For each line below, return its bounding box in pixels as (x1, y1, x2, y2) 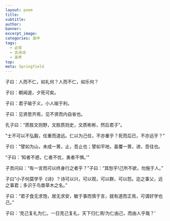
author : (5, 21, 22, 27)
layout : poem (5, 7, 33, 13)
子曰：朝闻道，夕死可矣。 (5, 89, 59, 96)
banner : (5, 26, 22, 31)
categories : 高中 (5, 36, 41, 41)
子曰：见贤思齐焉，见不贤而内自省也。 (5, 111, 85, 117)
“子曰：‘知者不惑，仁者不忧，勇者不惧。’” (5, 154, 90, 161)
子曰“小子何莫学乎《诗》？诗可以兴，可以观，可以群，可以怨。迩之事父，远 (5, 176, 163, 182)
